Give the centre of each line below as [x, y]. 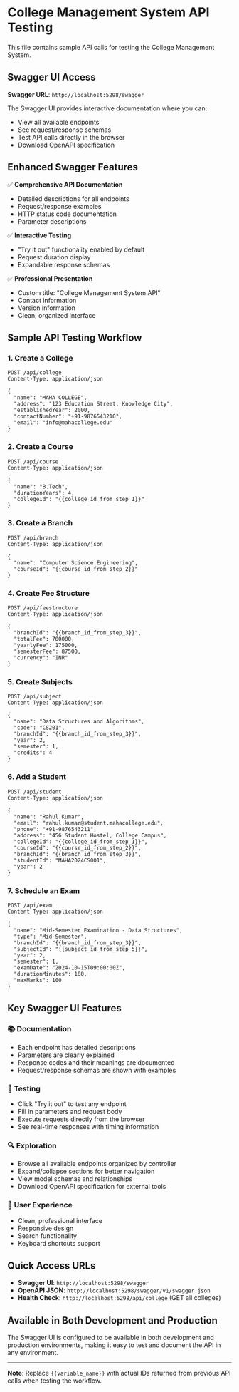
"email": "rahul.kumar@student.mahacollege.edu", [89, 823]
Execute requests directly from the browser [81, 1119]
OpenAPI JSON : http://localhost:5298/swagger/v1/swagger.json [114, 1290]
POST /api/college [34, 373]
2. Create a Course [40, 447]
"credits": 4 [33, 753]
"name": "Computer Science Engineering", [76, 563]
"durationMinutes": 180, [51, 974]
